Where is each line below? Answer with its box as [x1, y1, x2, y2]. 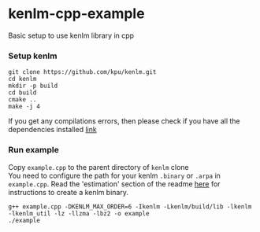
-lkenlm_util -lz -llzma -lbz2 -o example [8, 209, 150, 217]
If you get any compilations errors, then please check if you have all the [8, 116, 240, 126]
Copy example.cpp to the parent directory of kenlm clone [8, 162, 189, 171]
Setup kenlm [8, 50, 58, 61]
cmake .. [8, 96, 37, 104]
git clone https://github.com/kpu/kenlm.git [8, 68, 157, 76]
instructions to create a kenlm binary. [8, 187, 128, 197]
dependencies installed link [8, 125, 97, 134]
